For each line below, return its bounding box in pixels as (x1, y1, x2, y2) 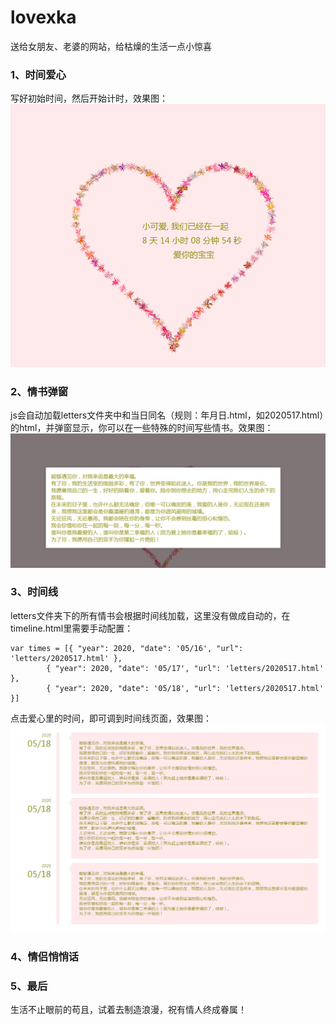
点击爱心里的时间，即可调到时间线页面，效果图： (10, 712, 212, 724)
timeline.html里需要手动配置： (10, 622, 134, 634)
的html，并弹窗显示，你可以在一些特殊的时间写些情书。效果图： (10, 421, 274, 433)
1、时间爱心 (10, 67, 67, 81)
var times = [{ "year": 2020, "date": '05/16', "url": (10, 643, 244, 653)
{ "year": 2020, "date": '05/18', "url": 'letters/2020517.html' (46, 683, 325, 693)
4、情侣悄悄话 (10, 949, 80, 963)
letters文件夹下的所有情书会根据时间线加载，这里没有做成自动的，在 (10, 609, 291, 621)
